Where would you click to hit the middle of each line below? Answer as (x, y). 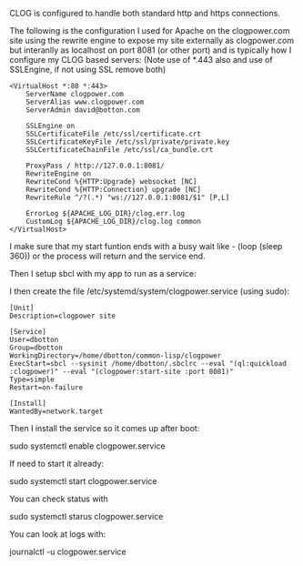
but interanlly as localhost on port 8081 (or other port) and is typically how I (151, 50)
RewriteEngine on (59, 174)
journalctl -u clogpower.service (68, 551)
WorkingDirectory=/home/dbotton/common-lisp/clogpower (116, 356)
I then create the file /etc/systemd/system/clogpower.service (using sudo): (149, 291)
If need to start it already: (57, 464)
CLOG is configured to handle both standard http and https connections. (145, 13)
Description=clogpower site (63, 316)
